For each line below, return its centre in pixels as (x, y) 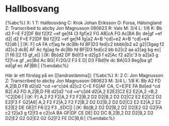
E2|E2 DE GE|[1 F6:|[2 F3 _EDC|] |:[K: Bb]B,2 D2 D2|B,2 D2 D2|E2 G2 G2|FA (84, 107)
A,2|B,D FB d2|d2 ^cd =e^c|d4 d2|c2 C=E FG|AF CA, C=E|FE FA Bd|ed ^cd (83, 86)
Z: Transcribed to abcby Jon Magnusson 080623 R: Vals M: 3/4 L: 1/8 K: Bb (84, 28)
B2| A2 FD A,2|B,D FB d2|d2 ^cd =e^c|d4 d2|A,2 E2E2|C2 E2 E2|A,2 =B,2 (81, 91)
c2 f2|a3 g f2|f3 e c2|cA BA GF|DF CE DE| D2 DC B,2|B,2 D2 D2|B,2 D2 (79, 113)
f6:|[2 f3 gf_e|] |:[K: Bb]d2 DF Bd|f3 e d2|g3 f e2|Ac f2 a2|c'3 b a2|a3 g (84, 55)
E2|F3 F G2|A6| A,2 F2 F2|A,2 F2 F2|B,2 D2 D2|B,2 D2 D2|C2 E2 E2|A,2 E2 (83, 102)
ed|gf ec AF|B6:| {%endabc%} (37, 66)
